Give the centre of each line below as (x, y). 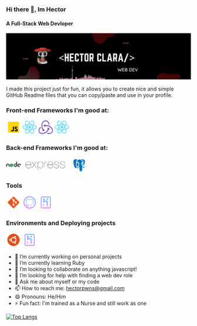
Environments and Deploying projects (61, 223)
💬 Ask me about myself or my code (57, 282)
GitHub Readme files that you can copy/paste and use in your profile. (89, 95)
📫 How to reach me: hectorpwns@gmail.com (69, 288)
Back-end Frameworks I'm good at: (57, 148)
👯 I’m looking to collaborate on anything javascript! (76, 269)
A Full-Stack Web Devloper (40, 23)
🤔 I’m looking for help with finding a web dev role (74, 275)
